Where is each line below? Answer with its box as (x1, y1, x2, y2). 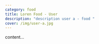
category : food (5, 7, 36, 12)
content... (5, 34, 24, 40)
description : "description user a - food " (5, 16, 95, 21)
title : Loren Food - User (5, 12, 58, 17)
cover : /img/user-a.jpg (5, 21, 54, 26)
